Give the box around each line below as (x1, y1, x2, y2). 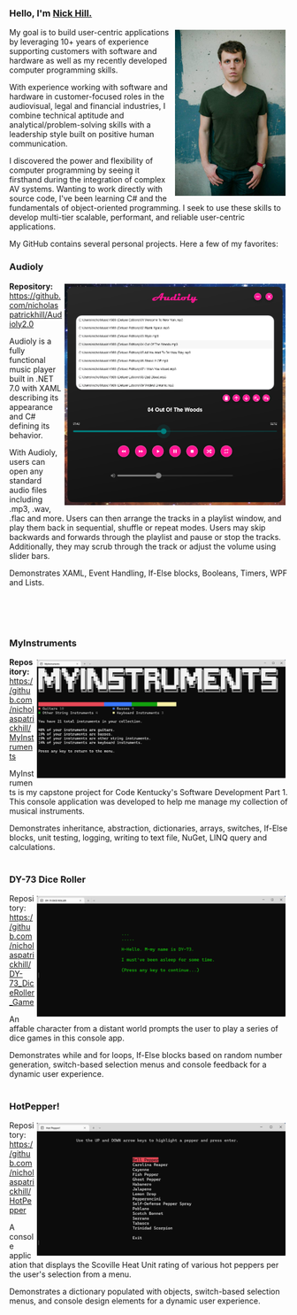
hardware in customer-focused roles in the (9, 91, 165, 102)
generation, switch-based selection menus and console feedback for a (9, 1059, 267, 1070)
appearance (9, 401, 53, 412)
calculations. (9, 841, 56, 852)
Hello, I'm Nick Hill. (9, 7, 93, 19)
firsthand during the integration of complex (9, 174, 166, 185)
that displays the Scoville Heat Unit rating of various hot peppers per (29, 1260, 279, 1271)
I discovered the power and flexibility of (9, 156, 153, 166)
